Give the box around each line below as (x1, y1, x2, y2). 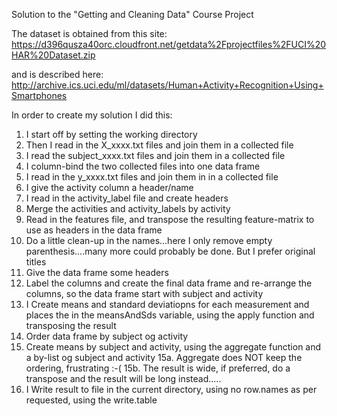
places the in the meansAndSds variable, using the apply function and (25, 309, 315, 321)
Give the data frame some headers (25, 267, 169, 278)
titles (25, 256, 47, 268)
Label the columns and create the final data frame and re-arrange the (25, 277, 313, 289)
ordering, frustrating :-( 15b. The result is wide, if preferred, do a (25, 362, 291, 374)
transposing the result (25, 320, 117, 331)
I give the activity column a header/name (25, 182, 194, 193)
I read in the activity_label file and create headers (25, 192, 229, 204)
